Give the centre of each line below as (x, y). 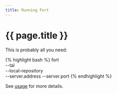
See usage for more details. (34, 86)
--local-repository (24, 70)
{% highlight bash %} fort (32, 60)
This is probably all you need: (36, 50)
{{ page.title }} (37, 35)
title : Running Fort (27, 10)
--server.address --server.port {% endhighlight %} (59, 76)
